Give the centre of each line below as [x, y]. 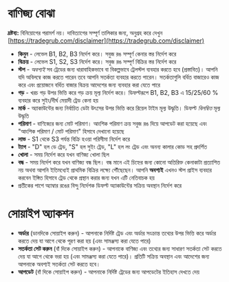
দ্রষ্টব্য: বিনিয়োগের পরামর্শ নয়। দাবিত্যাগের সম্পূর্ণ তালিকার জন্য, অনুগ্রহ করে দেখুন [85, 32]
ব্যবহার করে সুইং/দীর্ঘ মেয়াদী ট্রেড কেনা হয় [58, 100]
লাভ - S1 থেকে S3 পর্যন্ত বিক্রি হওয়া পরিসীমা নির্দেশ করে [74, 139]
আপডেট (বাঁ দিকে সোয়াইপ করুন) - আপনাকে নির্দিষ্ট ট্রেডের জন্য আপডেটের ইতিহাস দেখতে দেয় [109, 272]
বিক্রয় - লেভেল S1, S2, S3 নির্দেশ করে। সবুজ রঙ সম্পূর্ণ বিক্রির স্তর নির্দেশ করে [97, 61]
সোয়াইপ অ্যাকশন [41, 214]
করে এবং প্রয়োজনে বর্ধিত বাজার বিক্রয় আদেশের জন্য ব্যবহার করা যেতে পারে [89, 85]
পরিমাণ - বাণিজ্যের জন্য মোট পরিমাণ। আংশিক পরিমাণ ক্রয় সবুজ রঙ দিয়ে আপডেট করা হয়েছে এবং [112, 123]
